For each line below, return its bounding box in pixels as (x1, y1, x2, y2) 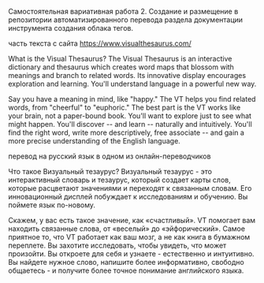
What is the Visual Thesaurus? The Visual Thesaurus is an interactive (8, 54, 232, 63)
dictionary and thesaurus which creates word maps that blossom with (8, 62, 235, 72)
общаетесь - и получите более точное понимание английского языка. (8, 266, 244, 275)
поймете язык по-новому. (8, 200, 96, 210)
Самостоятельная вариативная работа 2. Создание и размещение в (8, 7, 239, 16)
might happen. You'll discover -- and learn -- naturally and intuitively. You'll (8, 120, 252, 128)
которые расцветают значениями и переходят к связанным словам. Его (8, 184, 252, 192)
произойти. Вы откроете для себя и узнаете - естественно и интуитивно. (8, 249, 255, 259)
